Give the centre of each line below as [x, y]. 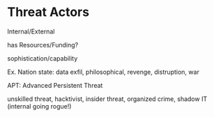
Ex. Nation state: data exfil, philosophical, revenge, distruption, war [104, 72]
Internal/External [31, 31]
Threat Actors [48, 12]
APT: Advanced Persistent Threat [55, 85]
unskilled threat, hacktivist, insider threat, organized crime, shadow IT [107, 99]
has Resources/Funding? [43, 45]
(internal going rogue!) [39, 106]
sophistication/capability [43, 58]
